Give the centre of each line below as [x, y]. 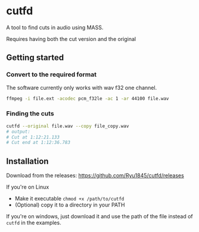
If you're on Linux [28, 187]
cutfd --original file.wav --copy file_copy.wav [68, 126]
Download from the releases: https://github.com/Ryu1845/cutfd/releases [95, 175]
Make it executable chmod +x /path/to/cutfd [69, 199]
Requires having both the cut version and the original [71, 39]
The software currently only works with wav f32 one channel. [82, 87]
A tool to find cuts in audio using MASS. [55, 27]
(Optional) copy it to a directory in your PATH [70, 205]
